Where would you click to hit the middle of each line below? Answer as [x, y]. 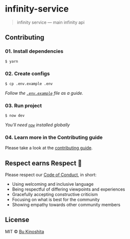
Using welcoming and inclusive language [53, 184]
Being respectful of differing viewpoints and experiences [68, 189]
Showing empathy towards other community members [66, 205]
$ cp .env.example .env [29, 84]
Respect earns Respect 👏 [43, 163]
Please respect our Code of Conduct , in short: [51, 175]
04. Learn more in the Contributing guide [54, 137]
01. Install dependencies [34, 51]
